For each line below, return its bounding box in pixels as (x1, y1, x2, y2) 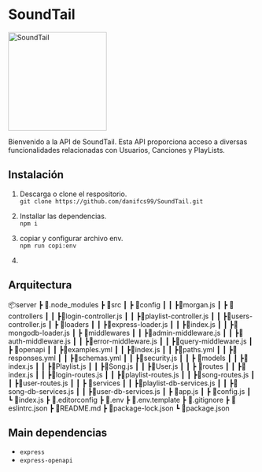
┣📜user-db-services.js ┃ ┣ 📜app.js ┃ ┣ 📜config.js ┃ (87, 386, 252, 396)
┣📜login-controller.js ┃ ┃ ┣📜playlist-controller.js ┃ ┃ (56, 311, 222, 321)
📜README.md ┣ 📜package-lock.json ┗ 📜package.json (55, 403, 230, 413)
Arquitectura (8, 278, 72, 292)
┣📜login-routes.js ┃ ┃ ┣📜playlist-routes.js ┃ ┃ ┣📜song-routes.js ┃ (46, 370, 256, 379)
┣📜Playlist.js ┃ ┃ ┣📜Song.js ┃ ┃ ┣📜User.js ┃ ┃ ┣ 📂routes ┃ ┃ (46, 361, 236, 371)
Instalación (8, 168, 65, 182)
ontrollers (8, 311, 43, 321)
